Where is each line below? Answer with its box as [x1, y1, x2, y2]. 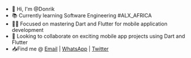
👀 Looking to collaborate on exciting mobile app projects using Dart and [11, 32, 185, 39]
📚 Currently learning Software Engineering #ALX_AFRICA [11, 12, 152, 19]
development [11, 27, 44, 33]
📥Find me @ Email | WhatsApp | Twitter [11, 45, 109, 52]
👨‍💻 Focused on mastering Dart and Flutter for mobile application [11, 20, 167, 27]
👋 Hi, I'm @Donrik [11, 6, 55, 12]
